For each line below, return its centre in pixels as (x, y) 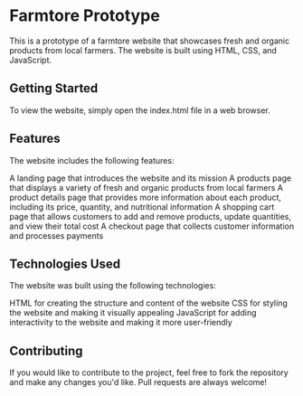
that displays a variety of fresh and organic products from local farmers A (146, 187)
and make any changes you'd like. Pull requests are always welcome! (138, 382)
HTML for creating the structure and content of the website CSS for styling (148, 303)
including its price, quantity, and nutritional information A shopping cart (142, 207)
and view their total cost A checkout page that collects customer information (152, 226)
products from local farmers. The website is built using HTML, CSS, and (143, 50)
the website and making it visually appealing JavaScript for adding (133, 313)
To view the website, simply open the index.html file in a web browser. (140, 110)
